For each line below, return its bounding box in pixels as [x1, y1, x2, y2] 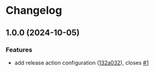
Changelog [5, 4, 62, 17]
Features [5, 46, 33, 54]
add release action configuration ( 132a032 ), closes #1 [14, 59, 149, 66]
